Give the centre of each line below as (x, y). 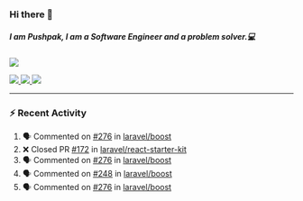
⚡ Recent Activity (48, 113)
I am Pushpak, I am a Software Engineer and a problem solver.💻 (133, 36)
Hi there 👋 (32, 14)
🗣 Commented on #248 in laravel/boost (97, 174)
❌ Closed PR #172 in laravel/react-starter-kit (105, 150)
